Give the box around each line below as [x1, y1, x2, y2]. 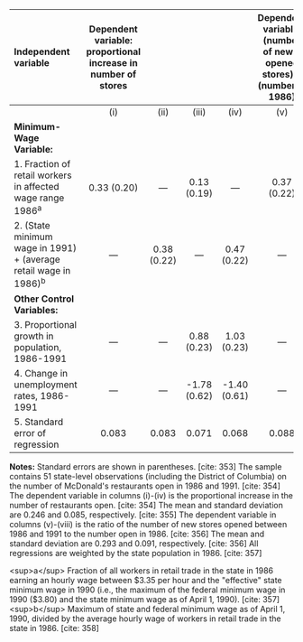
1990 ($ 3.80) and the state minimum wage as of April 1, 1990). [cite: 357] [9, 593, 280, 604]
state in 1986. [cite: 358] [9, 622, 99, 633]
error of [14, 426, 47, 439]
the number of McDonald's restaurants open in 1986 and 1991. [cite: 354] [9, 480, 281, 491]
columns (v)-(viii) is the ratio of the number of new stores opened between [9, 518, 288, 529]
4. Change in [14, 367, 69, 379]
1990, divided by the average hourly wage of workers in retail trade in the [9, 613, 281, 624]
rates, [14, 389, 39, 402]
